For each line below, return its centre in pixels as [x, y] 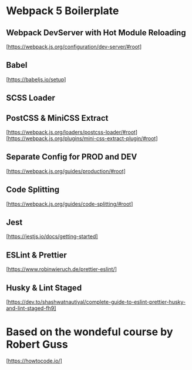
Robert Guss [37, 344]
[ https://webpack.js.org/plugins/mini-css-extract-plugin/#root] [82, 138]
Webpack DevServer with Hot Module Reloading [96, 33]
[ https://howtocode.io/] [34, 361]
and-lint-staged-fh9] [31, 308]
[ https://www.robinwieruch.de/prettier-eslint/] [62, 269]
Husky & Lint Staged [44, 288]
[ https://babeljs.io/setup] [36, 79]
